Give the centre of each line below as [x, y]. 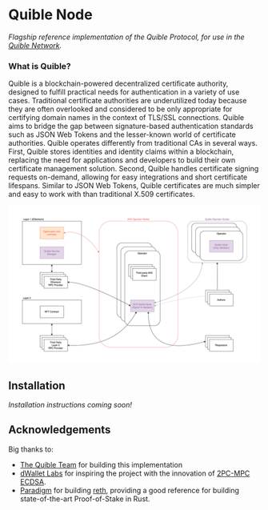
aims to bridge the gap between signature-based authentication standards [131, 126]
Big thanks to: [31, 449]
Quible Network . [35, 45]
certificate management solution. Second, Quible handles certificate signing [134, 169]
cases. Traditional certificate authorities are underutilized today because [128, 101]
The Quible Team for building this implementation [101, 464]
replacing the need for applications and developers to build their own [122, 160]
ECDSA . [33, 481]
